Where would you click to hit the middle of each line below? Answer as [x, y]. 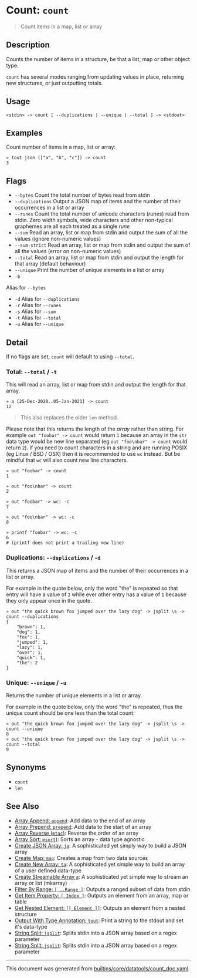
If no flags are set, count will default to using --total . [70, 357]
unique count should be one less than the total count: [70, 713]
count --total [23, 744]
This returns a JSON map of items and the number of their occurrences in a [97, 570]
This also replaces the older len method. [69, 418]
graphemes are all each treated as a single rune [72, 226]
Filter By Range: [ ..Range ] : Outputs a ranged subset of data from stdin [102, 889]
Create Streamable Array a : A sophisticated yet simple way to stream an [101, 876]
